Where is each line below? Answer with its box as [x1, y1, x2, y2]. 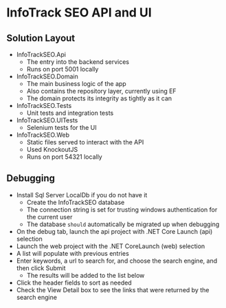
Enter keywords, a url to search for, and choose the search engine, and [16, 256, 218, 265]
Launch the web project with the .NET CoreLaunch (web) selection [16, 242, 205, 250]
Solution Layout [6, 32, 76, 44]
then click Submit [16, 263, 66, 272]
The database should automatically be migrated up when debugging [26, 220, 220, 228]
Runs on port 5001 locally [26, 65, 99, 73]
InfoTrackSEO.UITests [16, 116, 78, 124]
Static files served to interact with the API [26, 138, 144, 146]
